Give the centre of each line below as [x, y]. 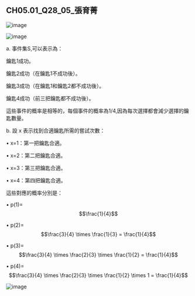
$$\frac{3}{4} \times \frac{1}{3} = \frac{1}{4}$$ [98, 234]
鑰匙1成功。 [20, 61]
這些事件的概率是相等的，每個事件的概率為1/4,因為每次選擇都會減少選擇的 [95, 111]
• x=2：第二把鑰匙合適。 [36, 155]
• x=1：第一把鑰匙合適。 [35, 143]
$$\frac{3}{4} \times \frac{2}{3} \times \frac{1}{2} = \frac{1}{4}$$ [98, 254]
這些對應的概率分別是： [34, 193]
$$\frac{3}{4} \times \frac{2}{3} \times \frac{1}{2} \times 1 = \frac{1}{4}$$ [98, 275]
